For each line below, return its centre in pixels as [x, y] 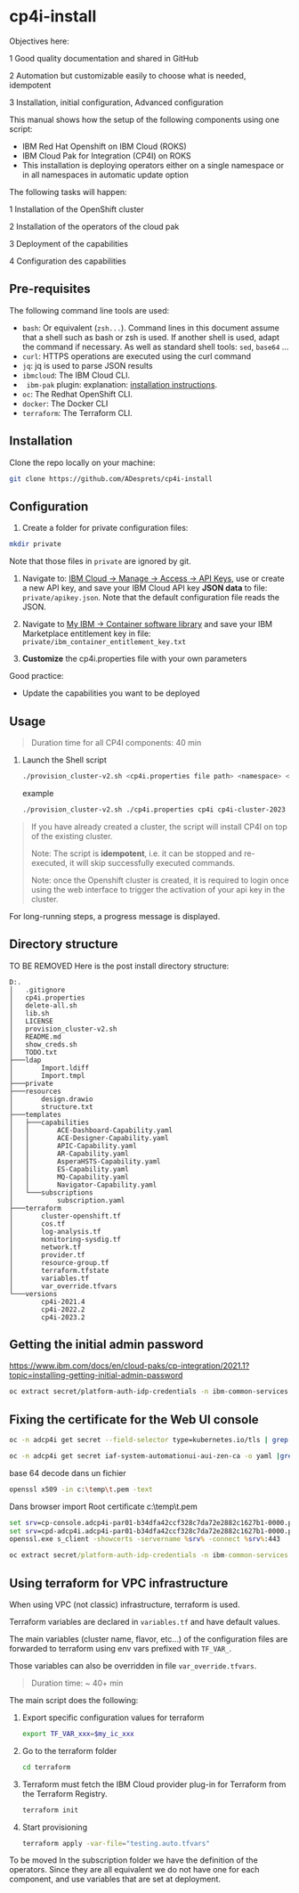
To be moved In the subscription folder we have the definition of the [133, 1860]
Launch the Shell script [64, 760]
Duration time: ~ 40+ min [77, 1683]
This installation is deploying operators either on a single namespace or [153, 165]
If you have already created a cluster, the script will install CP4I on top [159, 827]
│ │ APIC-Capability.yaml [73, 1146]
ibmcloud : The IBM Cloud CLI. [76, 375]
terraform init [50, 1810]
